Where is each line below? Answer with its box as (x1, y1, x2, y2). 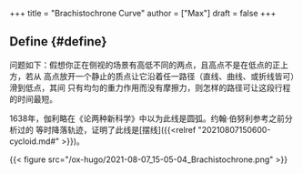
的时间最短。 (9, 93, 57, 104)
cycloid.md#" (9, 136, 60, 147)
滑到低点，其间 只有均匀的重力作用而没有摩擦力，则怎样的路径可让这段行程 (9, 82, 291, 93)
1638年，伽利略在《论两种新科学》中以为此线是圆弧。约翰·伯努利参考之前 (9, 113, 285, 124)
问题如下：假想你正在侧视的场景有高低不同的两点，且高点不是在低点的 (9, 59, 273, 70)
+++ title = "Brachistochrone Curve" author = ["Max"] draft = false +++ (9, 8, 277, 18)
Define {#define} (9, 34, 107, 49)
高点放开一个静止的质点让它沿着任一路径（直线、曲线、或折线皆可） (43, 70, 295, 81)
